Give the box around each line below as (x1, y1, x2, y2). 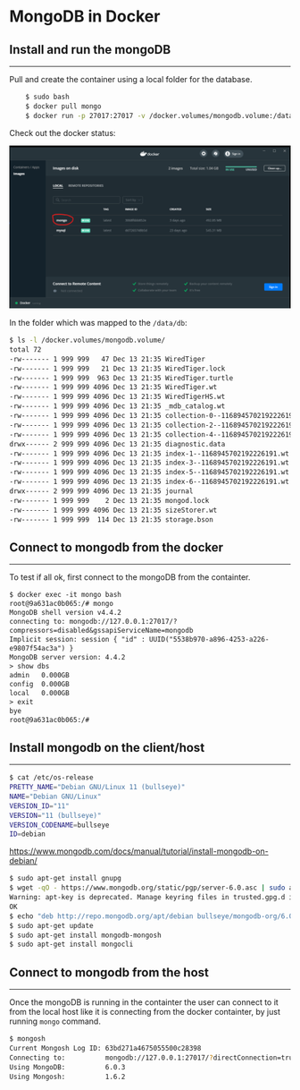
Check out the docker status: (9, 127, 116, 138)
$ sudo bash (25, 92, 70, 101)
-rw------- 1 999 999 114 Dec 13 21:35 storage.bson (9, 515, 214, 524)
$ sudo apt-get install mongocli (9, 940, 134, 949)
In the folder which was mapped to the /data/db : (9, 318, 187, 328)
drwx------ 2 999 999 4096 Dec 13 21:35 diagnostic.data (9, 439, 226, 448)
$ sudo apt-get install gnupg (9, 874, 122, 883)
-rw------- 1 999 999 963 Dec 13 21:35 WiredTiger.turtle (9, 373, 234, 382)
